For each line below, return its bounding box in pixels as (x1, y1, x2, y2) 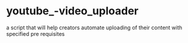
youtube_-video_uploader (6, 4, 139, 18)
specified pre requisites (6, 30, 65, 37)
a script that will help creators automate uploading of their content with (6, 24, 183, 31)
